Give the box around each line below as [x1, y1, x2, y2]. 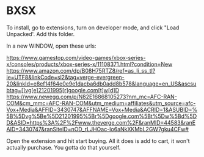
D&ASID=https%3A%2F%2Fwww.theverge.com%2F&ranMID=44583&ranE [6, 119, 196, 126]
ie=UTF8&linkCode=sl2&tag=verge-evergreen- [6, 73, 125, 81]
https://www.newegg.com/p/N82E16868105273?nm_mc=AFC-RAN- [6, 93, 177, 100]
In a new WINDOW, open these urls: [6, 42, 97, 49]
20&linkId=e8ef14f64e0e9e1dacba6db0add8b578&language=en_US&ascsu [6, 80, 197, 87]
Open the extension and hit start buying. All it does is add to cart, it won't [6, 137, 191, 144]
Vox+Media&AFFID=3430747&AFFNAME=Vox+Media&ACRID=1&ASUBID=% [6, 106, 198, 113]
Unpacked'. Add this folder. [6, 30, 75, 37]
